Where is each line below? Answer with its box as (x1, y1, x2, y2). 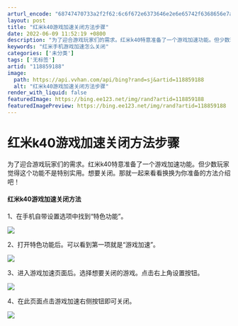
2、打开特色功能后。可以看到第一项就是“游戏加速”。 (7, 240, 159, 249)
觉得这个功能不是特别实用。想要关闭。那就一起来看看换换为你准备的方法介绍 (7, 168, 231, 177)
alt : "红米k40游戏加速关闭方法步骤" (13, 83, 109, 90)
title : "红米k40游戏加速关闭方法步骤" (7, 23, 109, 30)
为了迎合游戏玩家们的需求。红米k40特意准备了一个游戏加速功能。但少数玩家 (7, 160, 229, 168)
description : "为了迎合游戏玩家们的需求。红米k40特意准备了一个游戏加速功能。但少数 (7, 37, 230, 44)
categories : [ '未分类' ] (7, 50, 74, 57)
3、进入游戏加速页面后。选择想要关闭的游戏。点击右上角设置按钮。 (7, 269, 204, 277)
